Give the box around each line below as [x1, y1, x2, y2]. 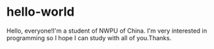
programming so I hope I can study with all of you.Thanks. [6, 33, 172, 42]
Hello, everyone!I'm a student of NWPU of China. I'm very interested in [6, 27, 208, 35]
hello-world [6, 4, 75, 20]
